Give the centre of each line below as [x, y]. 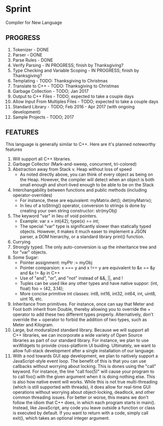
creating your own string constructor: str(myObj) [68, 210]
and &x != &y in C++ [40, 273]
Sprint [18, 9]
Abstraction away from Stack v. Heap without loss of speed [72, 169]
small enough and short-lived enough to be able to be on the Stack [87, 184]
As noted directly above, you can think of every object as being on [86, 174]
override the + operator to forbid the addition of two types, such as [80, 319]
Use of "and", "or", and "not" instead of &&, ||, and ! [71, 278]
